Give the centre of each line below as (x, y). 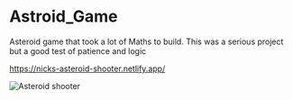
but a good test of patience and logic (78, 50)
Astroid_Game (64, 17)
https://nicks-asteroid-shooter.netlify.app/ (87, 68)
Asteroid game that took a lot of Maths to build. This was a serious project (146, 41)
